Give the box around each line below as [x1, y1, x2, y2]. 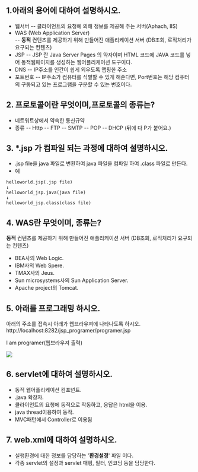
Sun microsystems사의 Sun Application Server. [14, 277, 129, 284]
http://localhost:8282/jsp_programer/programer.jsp [6, 327, 131, 334]
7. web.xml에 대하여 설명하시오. [6, 435, 117, 445]
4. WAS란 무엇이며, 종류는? [6, 217, 102, 227]
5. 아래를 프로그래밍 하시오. [6, 303, 101, 313]
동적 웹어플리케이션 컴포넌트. [14, 386, 82, 393]
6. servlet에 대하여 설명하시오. [6, 369, 113, 379]
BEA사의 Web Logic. [14, 255, 64, 262]
